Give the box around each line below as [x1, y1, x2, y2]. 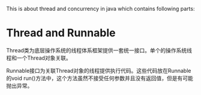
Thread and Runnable [6, 26, 116, 40]
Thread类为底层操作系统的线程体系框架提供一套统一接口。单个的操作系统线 [6, 46, 193, 54]
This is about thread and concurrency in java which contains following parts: [6, 5, 195, 12]
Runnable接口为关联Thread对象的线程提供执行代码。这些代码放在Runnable [6, 67, 191, 74]
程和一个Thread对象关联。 [6, 54, 72, 61]
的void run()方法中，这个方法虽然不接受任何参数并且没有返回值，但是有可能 [6, 75, 193, 82]
